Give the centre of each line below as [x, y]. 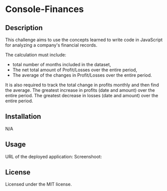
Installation [23, 117]
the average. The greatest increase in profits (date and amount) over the [80, 90]
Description [24, 28]
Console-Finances [45, 9]
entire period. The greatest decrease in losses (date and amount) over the [82, 95]
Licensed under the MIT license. [38, 184]
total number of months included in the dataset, [62, 64]
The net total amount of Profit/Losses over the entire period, [75, 70]
